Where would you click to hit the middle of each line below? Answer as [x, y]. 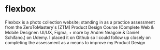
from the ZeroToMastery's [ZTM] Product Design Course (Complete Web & [80, 27]
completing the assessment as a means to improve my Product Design [75, 42]
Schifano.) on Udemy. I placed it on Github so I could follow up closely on [78, 37]
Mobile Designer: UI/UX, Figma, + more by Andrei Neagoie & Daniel [72, 32]
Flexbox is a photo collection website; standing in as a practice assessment [80, 22]
